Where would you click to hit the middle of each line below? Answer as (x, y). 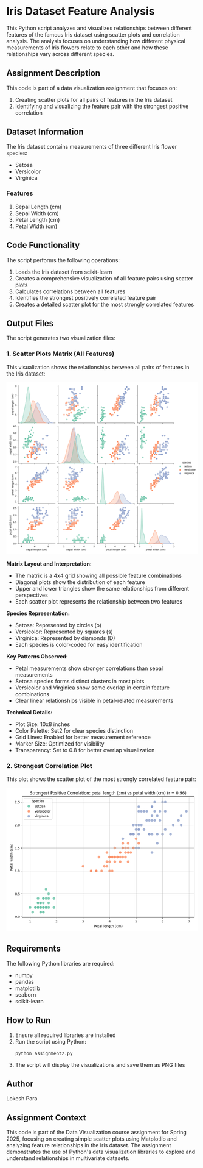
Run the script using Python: (50, 1041)
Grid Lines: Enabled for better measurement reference (83, 737)
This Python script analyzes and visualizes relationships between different (99, 28)
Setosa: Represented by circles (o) (58, 625)
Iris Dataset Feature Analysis (81, 11)
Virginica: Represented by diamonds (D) (65, 638)
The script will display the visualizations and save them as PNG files (100, 1064)
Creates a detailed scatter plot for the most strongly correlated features (105, 304)
